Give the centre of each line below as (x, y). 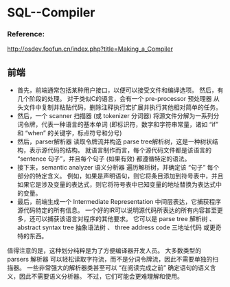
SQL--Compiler (51, 13)
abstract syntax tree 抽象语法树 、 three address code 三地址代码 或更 (116, 227)
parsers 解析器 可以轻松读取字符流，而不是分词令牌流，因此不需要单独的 (110, 260)
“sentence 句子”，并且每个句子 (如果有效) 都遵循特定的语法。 (104, 159)
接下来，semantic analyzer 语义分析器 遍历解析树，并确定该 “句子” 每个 (118, 168)
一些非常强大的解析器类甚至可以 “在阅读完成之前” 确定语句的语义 (118, 268)
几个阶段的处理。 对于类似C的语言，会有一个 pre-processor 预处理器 (114, 99)
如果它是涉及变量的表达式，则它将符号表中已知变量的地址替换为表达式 (116, 185)
